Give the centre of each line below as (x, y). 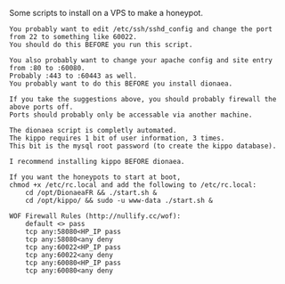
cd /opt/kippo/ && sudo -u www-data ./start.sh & (119, 200)
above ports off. (41, 107)
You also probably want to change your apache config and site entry (141, 61)
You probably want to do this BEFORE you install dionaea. (121, 84)
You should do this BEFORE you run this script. (101, 45)
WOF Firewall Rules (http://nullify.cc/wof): (95, 216)
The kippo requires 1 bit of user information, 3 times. (117, 138)
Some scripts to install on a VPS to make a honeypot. (106, 13)
